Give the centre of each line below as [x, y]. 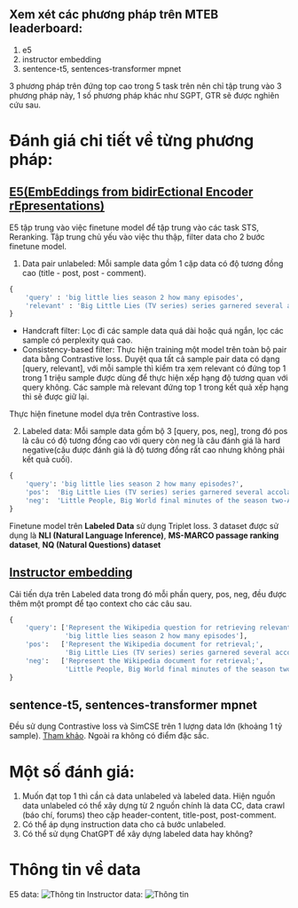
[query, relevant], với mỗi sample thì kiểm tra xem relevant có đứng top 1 [154, 368]
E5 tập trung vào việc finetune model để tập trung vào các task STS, [134, 227]
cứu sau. [25, 105]
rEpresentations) [57, 206]
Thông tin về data [75, 870]
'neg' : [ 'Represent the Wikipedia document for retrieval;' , [145, 660]
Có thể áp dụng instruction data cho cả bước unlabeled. [124, 825]
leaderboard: [46, 29]
